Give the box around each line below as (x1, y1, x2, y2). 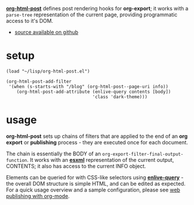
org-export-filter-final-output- (102, 151, 184, 157)
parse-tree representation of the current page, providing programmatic (6, 11, 178, 18)
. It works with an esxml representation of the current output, (27, 156, 174, 163)
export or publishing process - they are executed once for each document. (6, 138, 188, 145)
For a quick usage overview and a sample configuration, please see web (6, 186, 181, 193)
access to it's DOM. (6, 18, 54, 24)
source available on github (14, 29, 79, 36)
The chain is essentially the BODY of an (6, 150, 101, 157)
